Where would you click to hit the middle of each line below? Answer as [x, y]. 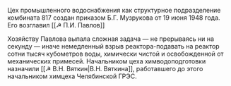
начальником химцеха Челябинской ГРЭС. [72, 76]
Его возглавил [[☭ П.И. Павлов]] [56, 25]
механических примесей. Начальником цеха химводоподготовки [107, 61]
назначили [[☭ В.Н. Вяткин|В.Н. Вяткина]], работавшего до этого [105, 69]
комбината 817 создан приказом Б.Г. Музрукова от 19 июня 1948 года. [114, 18]
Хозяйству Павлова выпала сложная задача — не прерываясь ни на [111, 39]
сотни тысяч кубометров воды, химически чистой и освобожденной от [115, 54]
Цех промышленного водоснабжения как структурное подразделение [114, 10]
